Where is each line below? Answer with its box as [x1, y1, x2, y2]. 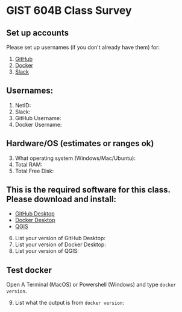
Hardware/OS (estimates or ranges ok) [6, 138, 154, 148]
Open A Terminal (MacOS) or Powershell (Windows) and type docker [6, 281, 177, 288]
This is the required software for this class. [6, 185, 171, 195]
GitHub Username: [14, 114, 61, 121]
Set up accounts [6, 28, 69, 38]
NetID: [14, 101, 31, 109]
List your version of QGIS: [14, 247, 80, 255]
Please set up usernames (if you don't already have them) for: [6, 43, 160, 51]
